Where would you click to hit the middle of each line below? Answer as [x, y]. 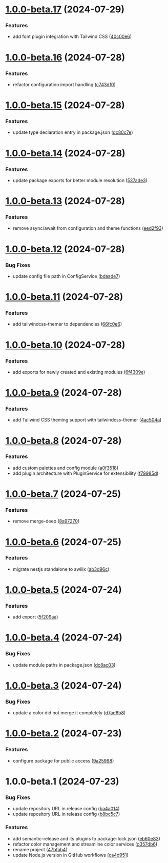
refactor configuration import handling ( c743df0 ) [64, 84]
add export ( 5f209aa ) [35, 617]
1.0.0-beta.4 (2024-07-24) [64, 638]
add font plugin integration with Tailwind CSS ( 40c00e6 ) [72, 36]
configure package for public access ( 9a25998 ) [63, 760]
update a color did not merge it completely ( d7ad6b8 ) [69, 713]
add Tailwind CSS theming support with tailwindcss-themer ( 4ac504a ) [87, 420]
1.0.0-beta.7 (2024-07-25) [63, 494]
